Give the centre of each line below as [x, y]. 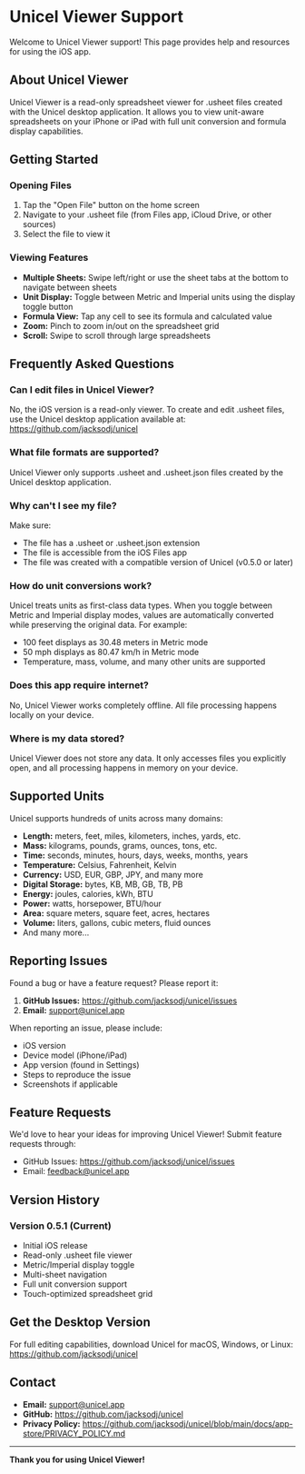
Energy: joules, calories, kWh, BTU [88, 893]
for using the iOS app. [50, 51]
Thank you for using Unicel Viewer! [77, 1459]
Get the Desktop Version [80, 1323]
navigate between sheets [70, 287]
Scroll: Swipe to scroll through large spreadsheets [117, 335]
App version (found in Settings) [81, 1064]
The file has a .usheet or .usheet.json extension [111, 543]
